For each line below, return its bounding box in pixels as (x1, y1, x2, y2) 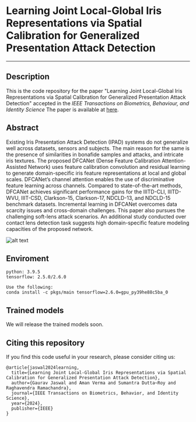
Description (6, 72, 50, 82)
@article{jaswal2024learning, (6, 365, 80, 371)
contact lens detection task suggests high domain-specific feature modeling (6, 219, 190, 226)
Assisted (6, 163, 27, 170)
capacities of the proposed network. (6, 225, 93, 232)
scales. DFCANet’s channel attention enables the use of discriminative (6, 175, 175, 182)
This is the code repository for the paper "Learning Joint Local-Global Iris (6, 87, 183, 94)
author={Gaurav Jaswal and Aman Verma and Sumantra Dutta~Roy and (11, 380, 176, 386)
